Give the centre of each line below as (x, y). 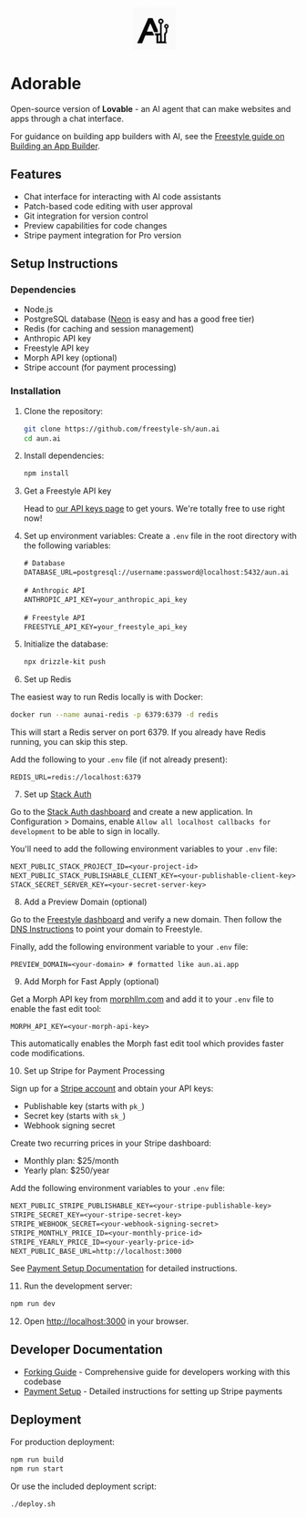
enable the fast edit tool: (56, 1009)
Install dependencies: (64, 456)
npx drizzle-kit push (64, 662)
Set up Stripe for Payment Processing (94, 1071)
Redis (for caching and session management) (109, 329)
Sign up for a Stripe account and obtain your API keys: (112, 1089)
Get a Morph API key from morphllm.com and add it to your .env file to (142, 999)
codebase (42, 1381)
